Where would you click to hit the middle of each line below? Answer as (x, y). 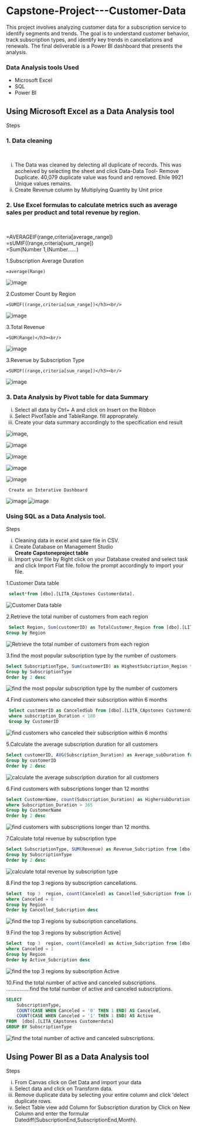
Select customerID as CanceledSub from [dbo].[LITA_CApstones (86, 710)
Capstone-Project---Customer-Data (96, 11)
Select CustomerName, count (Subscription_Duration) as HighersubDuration (98, 799)
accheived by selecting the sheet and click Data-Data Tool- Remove (97, 171)
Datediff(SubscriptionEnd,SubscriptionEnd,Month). (76, 1120)
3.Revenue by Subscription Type (45, 360)
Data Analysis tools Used (43, 67)
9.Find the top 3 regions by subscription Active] (64, 933)
